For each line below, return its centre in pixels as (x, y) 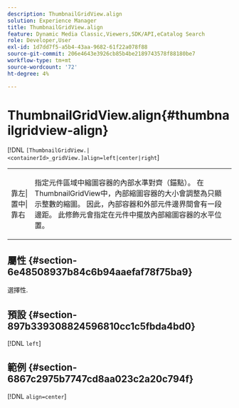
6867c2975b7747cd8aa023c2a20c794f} (101, 379)
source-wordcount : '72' (43, 67)
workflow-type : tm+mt (39, 61)
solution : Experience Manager (52, 21)
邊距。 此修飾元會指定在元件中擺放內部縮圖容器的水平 (124, 215)
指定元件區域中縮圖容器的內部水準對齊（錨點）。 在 (119, 183)
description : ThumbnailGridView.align (65, 14)
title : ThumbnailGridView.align (55, 27)
